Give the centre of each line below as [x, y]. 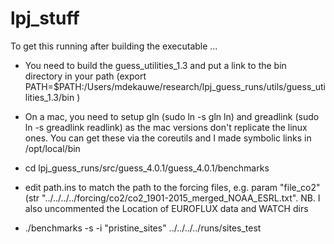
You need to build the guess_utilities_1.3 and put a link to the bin [155, 65]
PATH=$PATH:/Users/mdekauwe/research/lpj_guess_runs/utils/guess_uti [175, 86]
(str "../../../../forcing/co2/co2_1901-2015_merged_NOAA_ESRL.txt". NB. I [172, 198]
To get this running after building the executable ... [114, 46]
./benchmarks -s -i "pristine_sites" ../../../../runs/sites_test [143, 228]
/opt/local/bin [52, 148]
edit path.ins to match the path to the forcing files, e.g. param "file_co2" [172, 187]
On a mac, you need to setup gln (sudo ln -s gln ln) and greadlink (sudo [172, 116]
